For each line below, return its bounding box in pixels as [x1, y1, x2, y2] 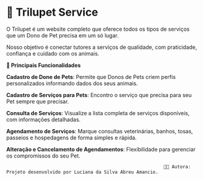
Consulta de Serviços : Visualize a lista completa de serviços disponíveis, [6, 109, 190, 116]
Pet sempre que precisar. [6, 98, 69, 105]
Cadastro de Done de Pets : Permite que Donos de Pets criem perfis [6, 73, 176, 80]
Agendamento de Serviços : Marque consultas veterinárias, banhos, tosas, [6, 127, 193, 135]
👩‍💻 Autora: [163, 164, 191, 170]
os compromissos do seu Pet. [6, 152, 81, 159]
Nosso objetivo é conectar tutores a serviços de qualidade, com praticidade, [6, 43, 198, 51]
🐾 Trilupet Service [6, 5, 98, 19]
